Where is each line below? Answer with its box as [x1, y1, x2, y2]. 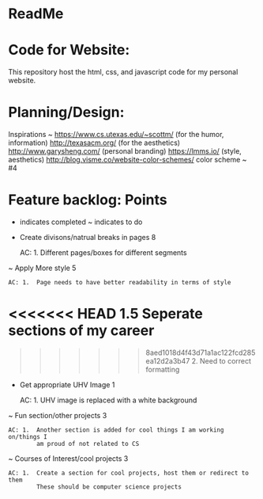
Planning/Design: [8, 104, 125, 121]
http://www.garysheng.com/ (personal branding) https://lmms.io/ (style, [8, 147, 242, 156]
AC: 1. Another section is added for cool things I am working [8, 425, 224, 434]
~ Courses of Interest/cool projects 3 [8, 453, 129, 463]
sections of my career [8, 322, 155, 340]
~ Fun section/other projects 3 [8, 410, 107, 420]
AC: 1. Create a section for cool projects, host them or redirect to [8, 469, 249, 477]
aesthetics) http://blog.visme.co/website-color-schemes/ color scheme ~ [8, 155, 247, 165]
